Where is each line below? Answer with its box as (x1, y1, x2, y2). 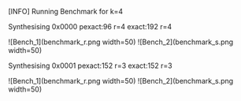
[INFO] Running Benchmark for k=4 (8, 7, 124, 16)
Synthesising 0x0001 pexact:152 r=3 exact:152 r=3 (8, 61, 172, 70)
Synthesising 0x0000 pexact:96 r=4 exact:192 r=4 (8, 22, 172, 31)
